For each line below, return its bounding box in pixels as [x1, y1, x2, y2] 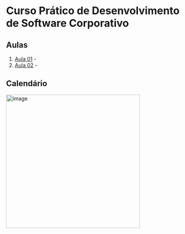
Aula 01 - [14, 56, 36, 62]
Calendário [6, 79, 48, 89]
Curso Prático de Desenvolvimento [6, 4, 180, 18]
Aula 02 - [14, 62, 38, 69]
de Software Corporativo [6, 16, 129, 30]
